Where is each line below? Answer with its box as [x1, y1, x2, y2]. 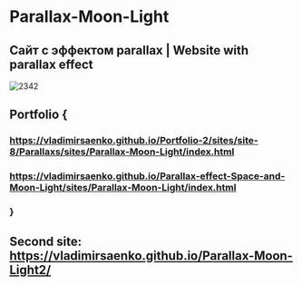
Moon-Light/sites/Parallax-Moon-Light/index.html [9, 182, 237, 194]
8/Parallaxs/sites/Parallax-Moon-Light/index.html [9, 145, 235, 158]
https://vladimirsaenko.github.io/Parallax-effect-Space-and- [9, 170, 286, 182]
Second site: [9, 233, 83, 249]
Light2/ [9, 261, 52, 278]
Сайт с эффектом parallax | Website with [9, 43, 249, 58]
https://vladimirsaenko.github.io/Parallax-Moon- [9, 248, 293, 263]
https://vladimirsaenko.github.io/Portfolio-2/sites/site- [9, 134, 258, 147]
